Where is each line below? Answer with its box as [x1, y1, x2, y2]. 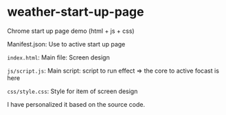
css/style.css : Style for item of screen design [7, 87, 138, 95]
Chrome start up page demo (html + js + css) [7, 27, 135, 35]
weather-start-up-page [7, 4, 144, 20]
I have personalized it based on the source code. [7, 100, 146, 108]
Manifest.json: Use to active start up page [7, 40, 126, 48]
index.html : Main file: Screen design [7, 53, 110, 62]
